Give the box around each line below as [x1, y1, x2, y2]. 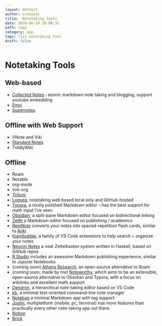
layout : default [5, 7, 38, 12]
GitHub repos [12, 248, 39, 255]
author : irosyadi [5, 12, 40, 16]
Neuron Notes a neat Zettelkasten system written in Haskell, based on [12, 244, 151, 249]
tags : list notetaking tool [5, 34, 62, 39]
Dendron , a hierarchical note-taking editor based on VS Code [12, 285, 134, 291]
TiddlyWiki [12, 144, 33, 150]
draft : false [5, 39, 31, 44]
